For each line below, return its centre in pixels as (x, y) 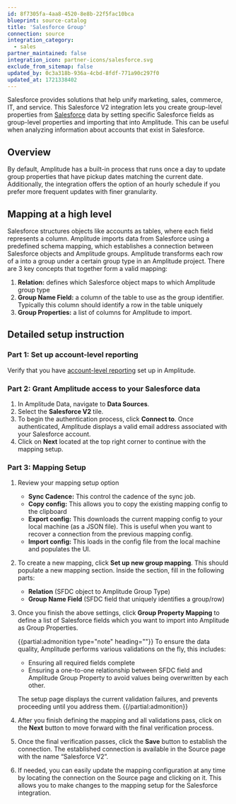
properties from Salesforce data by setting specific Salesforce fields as (111, 115)
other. (37, 685)
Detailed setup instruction (66, 334)
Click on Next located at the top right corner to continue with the (112, 441)
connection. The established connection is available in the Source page (122, 749)
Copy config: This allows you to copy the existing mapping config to (128, 504)
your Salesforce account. (54, 434)
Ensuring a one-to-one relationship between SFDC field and (115, 670)
